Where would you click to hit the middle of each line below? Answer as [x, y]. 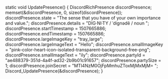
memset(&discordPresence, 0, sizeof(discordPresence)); [64, 12]
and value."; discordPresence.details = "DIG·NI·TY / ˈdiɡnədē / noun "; [77, 23]
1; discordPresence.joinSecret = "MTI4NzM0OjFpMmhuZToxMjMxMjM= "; [82, 65]
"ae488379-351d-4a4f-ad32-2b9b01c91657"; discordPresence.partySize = [83, 60]
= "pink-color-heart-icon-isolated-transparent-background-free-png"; [78, 50]
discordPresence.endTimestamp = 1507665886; [55, 34]
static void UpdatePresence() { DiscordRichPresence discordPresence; [78, 7]
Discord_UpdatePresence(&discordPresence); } [54, 71]
